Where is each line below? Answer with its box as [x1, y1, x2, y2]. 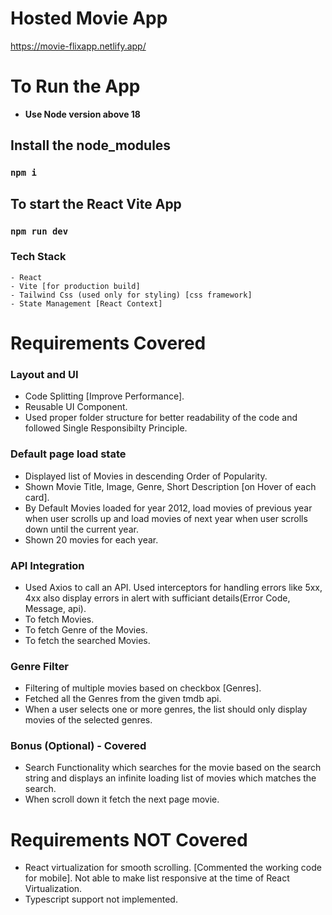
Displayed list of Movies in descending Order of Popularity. [24, 470, 268, 482]
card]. [24, 491, 50, 503]
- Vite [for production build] [10, 281, 141, 291]
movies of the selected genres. [24, 714, 153, 726]
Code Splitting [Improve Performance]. [24, 390, 185, 402]
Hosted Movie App [10, 7, 168, 30]
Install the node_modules [10, 137, 172, 154]
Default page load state [10, 447, 127, 461]
